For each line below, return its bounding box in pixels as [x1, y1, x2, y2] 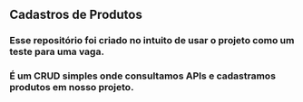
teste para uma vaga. [9, 45, 104, 58]
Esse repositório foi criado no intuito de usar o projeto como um [9, 34, 295, 47]
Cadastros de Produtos [9, 7, 142, 23]
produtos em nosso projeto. [9, 81, 134, 94]
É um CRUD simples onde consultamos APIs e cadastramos [9, 70, 277, 82]
